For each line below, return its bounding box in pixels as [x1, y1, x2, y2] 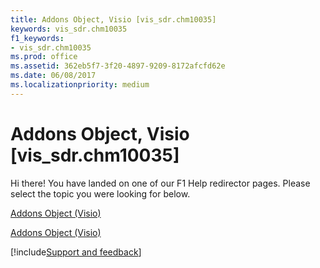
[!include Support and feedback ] [10, 246, 142, 258]
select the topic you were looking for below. [10, 187, 191, 200]
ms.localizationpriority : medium [10, 80, 150, 90]
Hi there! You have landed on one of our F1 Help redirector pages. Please [10, 177, 311, 189]
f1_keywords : [10, 33, 65, 43]
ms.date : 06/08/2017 [10, 71, 97, 81]
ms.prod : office [10, 52, 78, 62]
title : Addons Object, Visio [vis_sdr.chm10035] [10, 14, 217, 25]
